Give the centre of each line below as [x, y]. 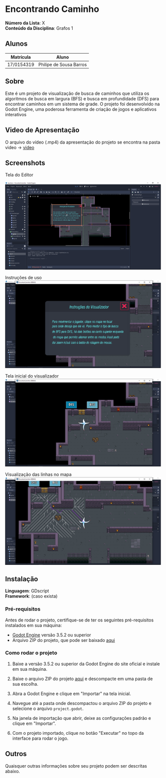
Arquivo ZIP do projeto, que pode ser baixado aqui [63, 640]
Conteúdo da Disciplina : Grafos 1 [39, 28]
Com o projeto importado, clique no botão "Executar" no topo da [78, 733]
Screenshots [25, 163]
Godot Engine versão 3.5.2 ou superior [52, 635]
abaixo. [13, 771]
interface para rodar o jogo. [40, 738]
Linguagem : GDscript [27, 591]
